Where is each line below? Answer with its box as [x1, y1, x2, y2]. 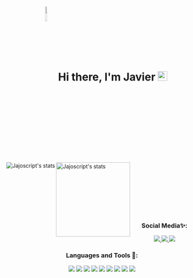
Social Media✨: [141, 221, 188, 230]
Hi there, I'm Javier [58, 70, 156, 84]
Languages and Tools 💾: [66, 251, 138, 260]
